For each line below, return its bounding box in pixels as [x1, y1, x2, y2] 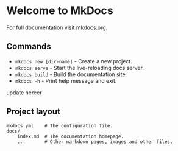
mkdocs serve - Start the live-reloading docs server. [15, 64, 144, 71]
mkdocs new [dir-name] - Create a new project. [15, 57, 132, 65]
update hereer [6, 89, 42, 96]
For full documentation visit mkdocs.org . [6, 24, 108, 31]
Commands [6, 41, 52, 52]
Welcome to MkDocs [6, 4, 114, 18]
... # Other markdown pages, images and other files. [17, 138, 173, 145]
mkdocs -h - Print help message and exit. [15, 77, 117, 84]
